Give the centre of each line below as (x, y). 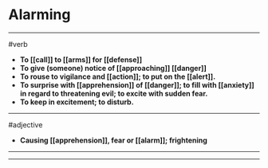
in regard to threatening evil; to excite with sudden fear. (114, 93)
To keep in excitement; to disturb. (77, 102)
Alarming (39, 15)
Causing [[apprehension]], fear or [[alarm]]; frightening (113, 140)
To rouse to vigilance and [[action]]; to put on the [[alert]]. (118, 76)
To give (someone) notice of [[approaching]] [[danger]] (113, 68)
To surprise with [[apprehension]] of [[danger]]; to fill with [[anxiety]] (137, 84)
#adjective (26, 124)
